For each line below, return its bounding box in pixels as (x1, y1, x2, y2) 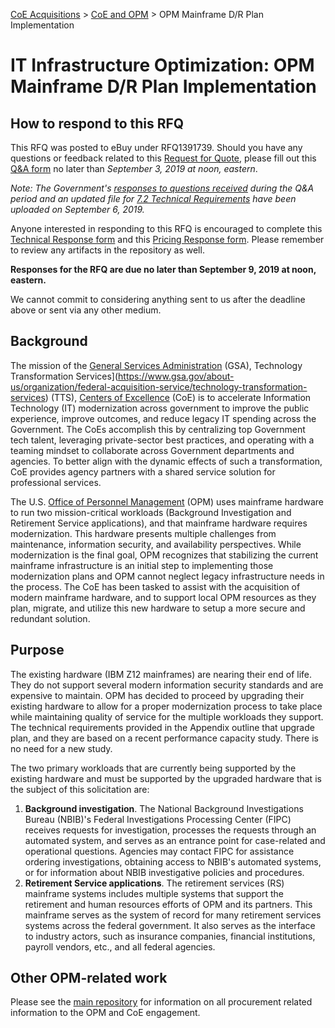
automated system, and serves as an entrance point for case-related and (24, 834, 326, 846)
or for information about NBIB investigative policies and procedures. (24, 866, 305, 878)
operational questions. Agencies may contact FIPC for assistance (24, 845, 295, 857)
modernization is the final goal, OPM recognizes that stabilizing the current (10, 549, 319, 561)
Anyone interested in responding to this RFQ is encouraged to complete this (10, 223, 323, 234)
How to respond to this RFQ (10, 115, 185, 132)
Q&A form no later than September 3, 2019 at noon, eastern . (10, 163, 258, 174)
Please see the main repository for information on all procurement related (10, 996, 313, 1008)
